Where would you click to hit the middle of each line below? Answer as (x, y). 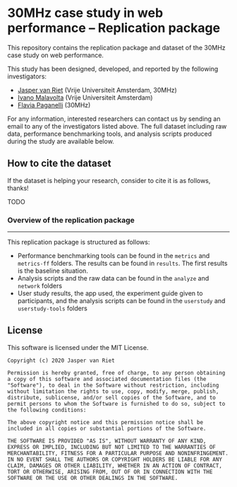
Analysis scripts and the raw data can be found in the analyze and (113, 278)
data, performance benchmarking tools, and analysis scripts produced (110, 134)
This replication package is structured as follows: (79, 242)
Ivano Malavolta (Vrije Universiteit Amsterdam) (85, 98)
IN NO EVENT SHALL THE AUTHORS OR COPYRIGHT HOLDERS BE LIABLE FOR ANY (115, 459)
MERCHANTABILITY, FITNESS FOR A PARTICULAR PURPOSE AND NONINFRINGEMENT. (118, 453)
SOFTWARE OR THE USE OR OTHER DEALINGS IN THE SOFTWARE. (93, 478)
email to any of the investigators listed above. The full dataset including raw (117, 126)
